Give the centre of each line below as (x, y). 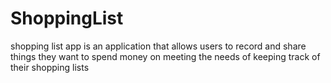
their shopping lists (50, 67)
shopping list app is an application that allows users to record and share (158, 46)
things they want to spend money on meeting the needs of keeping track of (165, 56)
